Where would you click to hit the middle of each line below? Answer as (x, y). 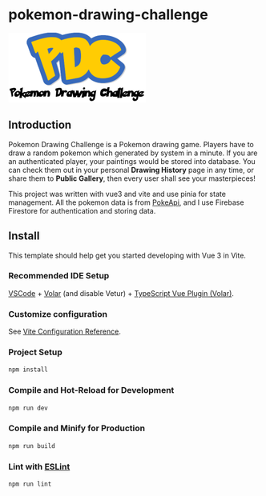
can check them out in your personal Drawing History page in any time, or (131, 170)
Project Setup (35, 352)
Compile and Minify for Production (77, 428)
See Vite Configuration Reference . (65, 332)
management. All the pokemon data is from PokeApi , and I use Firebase (126, 202)
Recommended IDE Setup (59, 276)
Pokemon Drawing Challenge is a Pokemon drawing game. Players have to (131, 144)
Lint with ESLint (39, 466)
